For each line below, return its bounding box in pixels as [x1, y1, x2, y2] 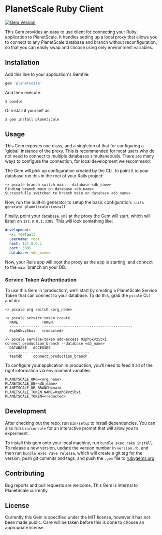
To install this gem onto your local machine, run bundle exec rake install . [5, 440, 154, 446]
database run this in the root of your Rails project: [5, 173, 104, 179]
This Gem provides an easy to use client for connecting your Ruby [5, 29, 137, 35]
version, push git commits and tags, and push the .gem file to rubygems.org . [5, 455, 156, 461]
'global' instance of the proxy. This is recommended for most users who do [5, 148, 155, 154]
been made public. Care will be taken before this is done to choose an [5, 519, 144, 525]
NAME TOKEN [9, 320, 53, 325]
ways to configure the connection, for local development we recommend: [5, 158, 151, 164]
